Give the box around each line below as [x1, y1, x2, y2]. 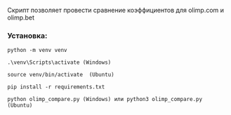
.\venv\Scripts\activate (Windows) [7, 59, 112, 66]
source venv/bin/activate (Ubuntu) [7, 72, 114, 79]
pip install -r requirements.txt [7, 83, 105, 90]
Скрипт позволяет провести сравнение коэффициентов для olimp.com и [7, 6, 225, 14]
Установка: [7, 31, 48, 41]
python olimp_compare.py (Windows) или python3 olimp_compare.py [7, 96, 202, 103]
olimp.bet [7, 13, 35, 22]
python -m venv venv [7, 47, 68, 54]
